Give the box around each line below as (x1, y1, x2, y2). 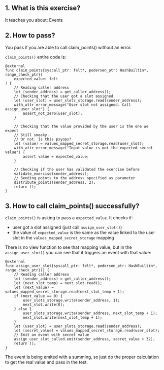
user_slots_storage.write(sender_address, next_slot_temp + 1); (23, 311, 158, 316)
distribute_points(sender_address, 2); (14, 180, 96, 185)
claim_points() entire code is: (5, 54, 66, 60)
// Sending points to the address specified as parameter (14, 175, 135, 180)
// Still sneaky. (14, 133, 50, 137)
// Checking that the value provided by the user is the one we (14, 124, 149, 129)
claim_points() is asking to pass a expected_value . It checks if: (5, 215, 133, 221)
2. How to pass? (5, 32, 55, 40)
